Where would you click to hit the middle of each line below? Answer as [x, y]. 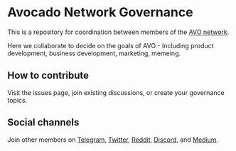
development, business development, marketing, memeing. [94, 53]
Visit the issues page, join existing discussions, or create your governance [116, 92]
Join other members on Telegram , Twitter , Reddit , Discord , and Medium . [113, 140]
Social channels [43, 122]
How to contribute [48, 75]
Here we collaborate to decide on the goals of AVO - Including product [111, 45]
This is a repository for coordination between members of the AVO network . [118, 32]
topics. [17, 100]
